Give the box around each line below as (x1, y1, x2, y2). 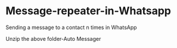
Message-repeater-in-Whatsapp (5, 4, 171, 18)
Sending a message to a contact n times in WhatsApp (5, 24, 138, 31)
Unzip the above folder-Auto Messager (5, 35, 101, 42)
